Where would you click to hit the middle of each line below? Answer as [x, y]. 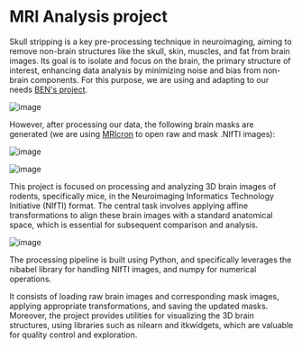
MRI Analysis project [89, 17]
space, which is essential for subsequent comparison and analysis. [134, 225]
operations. [31, 279]
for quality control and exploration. [73, 335]
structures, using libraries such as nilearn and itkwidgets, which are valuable [151, 325]
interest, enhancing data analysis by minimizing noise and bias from [135, 70]
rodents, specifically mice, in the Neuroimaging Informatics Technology [142, 196]
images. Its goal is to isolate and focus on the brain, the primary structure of [150, 60]
